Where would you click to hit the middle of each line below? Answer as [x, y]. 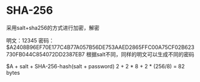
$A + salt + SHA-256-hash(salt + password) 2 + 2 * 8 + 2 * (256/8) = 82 [96, 66]
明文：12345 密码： [30, 40]
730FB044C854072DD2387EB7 [46, 54]
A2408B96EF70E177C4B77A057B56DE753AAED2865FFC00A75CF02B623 [102, 47]
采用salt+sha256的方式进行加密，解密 [53, 28]
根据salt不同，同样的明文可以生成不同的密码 [140, 54]
